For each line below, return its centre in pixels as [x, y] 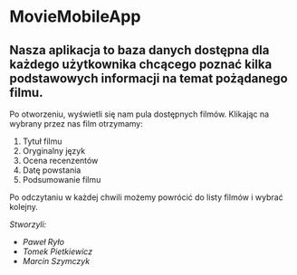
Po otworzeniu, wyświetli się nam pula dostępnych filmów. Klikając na [139, 114]
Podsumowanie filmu [62, 180]
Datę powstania [52, 170]
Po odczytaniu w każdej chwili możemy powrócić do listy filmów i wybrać [146, 197]
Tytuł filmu [42, 141]
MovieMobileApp [75, 17]
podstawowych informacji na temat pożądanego [148, 78]
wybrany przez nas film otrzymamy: [76, 123]
